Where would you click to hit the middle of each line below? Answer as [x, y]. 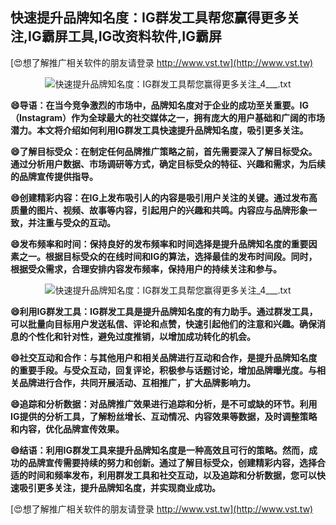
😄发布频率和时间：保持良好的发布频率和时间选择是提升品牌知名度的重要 [159, 244]
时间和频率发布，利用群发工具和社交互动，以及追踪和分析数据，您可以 [172, 475]
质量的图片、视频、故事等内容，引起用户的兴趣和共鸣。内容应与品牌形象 [159, 210]
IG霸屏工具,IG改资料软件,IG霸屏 [125, 36]
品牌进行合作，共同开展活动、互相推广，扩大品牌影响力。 [137, 382]
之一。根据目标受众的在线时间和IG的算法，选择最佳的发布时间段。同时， [168, 256]
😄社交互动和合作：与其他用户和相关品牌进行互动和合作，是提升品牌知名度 [164, 357]
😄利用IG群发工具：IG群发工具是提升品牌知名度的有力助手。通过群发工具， [164, 311]
